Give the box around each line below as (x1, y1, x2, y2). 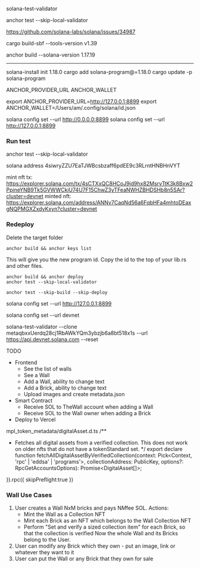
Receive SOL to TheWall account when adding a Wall (23, 403, 154, 410)
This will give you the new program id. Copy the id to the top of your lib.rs (6, 256, 186, 263)
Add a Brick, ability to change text (23, 384, 107, 391)
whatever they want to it (14, 548, 74, 555)
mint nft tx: (6, 174, 33, 181)
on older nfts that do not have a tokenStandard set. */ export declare (14, 445, 183, 452)
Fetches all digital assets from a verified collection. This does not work (14, 439, 188, 446)
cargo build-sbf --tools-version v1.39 (6, 40, 97, 47)
